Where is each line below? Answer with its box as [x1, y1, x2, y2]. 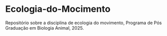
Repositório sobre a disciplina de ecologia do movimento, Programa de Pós [5, 20, 162, 26]
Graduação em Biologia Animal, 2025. [5, 25, 85, 31]
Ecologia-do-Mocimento [5, 3, 111, 15]
